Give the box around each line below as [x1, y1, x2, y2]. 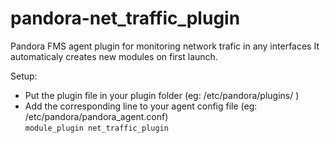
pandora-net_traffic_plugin [10, 7, 241, 30]
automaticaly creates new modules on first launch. [10, 50, 218, 62]
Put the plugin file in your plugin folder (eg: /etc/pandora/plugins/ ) [24, 89, 300, 101]
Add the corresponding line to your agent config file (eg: [24, 100, 258, 112]
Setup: [10, 70, 38, 82]
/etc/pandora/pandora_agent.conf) [24, 110, 169, 122]
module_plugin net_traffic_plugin [24, 123, 169, 133]
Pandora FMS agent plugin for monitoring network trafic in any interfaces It [10, 40, 320, 52]
